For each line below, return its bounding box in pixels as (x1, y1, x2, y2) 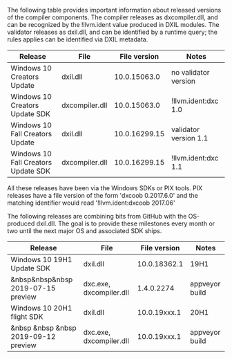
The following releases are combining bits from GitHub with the (7, 212, 187, 220)
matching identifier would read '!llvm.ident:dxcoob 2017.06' (7, 199, 175, 207)
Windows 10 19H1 (10, 255, 72, 264)
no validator (171, 68, 210, 77)
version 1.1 (171, 134, 209, 142)
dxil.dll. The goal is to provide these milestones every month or (36, 219, 215, 228)
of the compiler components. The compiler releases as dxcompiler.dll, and (7, 13, 219, 21)
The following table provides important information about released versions (7, 6, 222, 14)
